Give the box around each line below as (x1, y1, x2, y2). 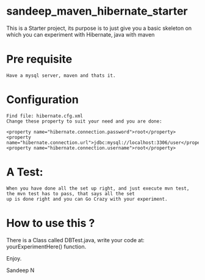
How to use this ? (6, 216, 95, 230)
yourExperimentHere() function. (6, 243, 87, 250)
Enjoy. (6, 254, 22, 262)
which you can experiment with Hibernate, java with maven (6, 31, 155, 38)
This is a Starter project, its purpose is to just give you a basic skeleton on (6, 24, 192, 32)
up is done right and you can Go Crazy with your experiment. (6, 196, 168, 202)
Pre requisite (6, 52, 73, 66)
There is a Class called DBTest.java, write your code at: (6, 236, 145, 243)
